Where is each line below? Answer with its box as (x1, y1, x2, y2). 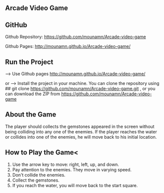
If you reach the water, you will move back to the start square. (12, 182, 138, 188)
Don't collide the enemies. (12, 172, 66, 178)
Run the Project (5, 58, 53, 66)
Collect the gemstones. (12, 177, 60, 183)
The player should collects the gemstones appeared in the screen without (5, 123, 155, 129)
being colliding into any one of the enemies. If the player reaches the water (5, 128, 157, 135)
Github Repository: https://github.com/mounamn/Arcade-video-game (5, 34, 146, 40)
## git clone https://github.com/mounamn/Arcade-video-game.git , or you (5, 86, 156, 92)
